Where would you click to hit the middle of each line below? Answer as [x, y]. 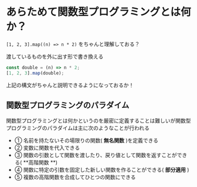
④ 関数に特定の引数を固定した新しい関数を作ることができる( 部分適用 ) [102, 169]
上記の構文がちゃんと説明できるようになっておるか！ [70, 85]
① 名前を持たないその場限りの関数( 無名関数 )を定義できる [86, 140]
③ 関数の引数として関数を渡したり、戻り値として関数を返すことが [96, 155]
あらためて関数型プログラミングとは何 [99, 12]
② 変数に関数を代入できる [47, 148]
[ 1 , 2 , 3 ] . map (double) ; [35, 73]
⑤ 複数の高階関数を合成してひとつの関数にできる [75, 177]
